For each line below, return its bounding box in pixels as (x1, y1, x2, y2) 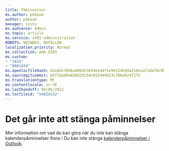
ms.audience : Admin (5, 26, 46, 31)
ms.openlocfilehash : (5, 68, 49, 73)
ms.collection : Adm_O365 (5, 49, 57, 54)
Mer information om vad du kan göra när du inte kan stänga (5, 130, 129, 136)
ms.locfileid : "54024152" (5, 92, 59, 97)
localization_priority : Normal (5, 45, 71, 50)
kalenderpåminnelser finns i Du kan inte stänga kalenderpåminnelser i (5, 135, 150, 141)
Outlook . (5, 140, 23, 146)
